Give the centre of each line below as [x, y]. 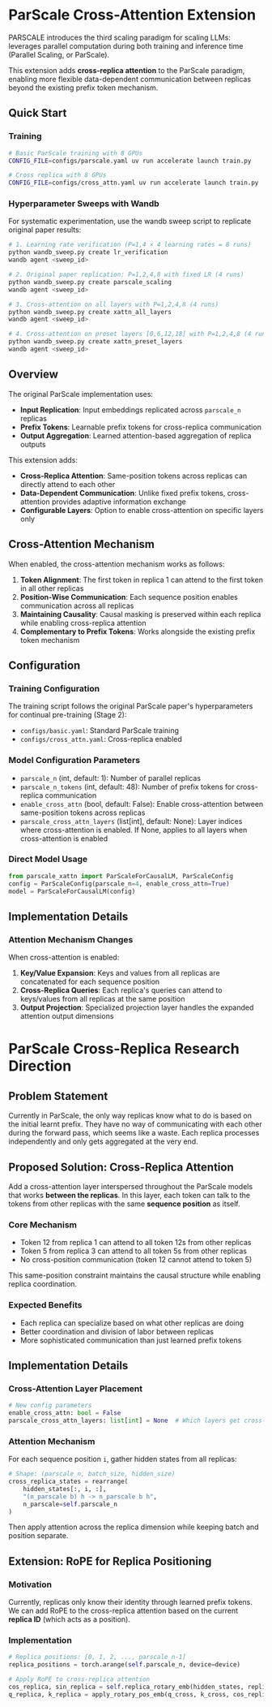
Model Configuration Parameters [74, 761]
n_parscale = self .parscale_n [70, 1504]
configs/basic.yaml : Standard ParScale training [100, 731]
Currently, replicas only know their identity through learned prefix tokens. [131, 1602]
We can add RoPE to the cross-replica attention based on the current [123, 1611]
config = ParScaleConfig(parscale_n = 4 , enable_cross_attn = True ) [119, 884]
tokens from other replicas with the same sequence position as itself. [124, 1204]
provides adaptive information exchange [119, 502]
